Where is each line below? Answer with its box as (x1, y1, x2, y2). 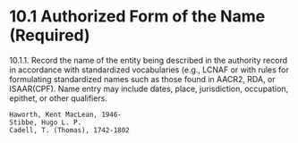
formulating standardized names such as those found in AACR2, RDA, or (9, 73, 276, 84)
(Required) (9, 25, 91, 46)
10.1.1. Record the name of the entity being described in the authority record (9, 55, 288, 65)
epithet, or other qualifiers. (9, 92, 107, 104)
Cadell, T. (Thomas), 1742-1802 (9, 125, 130, 135)
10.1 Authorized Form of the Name (9, 6, 266, 27)
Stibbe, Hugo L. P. (9, 118, 82, 127)
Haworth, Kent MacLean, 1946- (9, 110, 123, 119)
